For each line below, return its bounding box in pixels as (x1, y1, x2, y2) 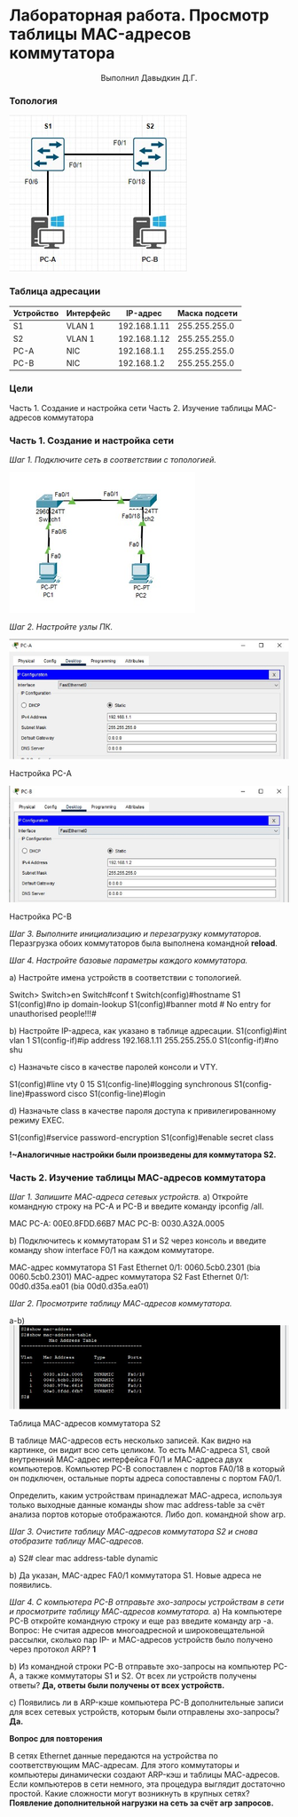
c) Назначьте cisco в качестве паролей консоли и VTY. (9, 1062, 218, 1073)
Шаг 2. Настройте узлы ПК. (9, 622, 114, 632)
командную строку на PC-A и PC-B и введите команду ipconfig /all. (9, 1201, 264, 1212)
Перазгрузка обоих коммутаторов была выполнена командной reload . (9, 938, 278, 948)
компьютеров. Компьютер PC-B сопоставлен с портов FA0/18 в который (9, 1463, 286, 1474)
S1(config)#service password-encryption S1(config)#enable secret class (9, 1132, 274, 1143)
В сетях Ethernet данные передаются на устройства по (9, 1750, 219, 1761)
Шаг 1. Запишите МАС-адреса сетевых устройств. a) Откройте (9, 1192, 248, 1202)
